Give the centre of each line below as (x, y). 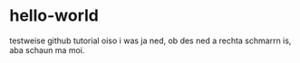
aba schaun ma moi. (47, 49)
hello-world (54, 16)
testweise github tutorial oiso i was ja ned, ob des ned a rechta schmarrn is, (150, 40)
